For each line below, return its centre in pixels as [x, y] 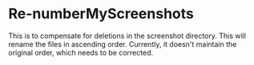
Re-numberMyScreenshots [101, 14]
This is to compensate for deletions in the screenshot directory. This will [127, 36]
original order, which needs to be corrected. [81, 52]
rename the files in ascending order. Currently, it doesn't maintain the [123, 44]
